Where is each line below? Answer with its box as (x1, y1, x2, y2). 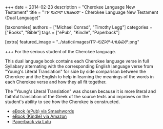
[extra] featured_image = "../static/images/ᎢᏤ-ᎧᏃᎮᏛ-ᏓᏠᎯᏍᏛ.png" (5, 39, 140, 44)
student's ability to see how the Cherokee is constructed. (5, 99, 120, 105)
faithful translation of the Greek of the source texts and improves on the (5, 94, 149, 99)
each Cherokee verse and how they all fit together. (5, 79, 107, 85)
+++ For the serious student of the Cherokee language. (5, 49, 116, 54)
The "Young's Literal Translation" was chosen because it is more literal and (5, 88, 156, 94)
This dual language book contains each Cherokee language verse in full (5, 58, 149, 64)
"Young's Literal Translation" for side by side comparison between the (5, 68, 146, 74)
